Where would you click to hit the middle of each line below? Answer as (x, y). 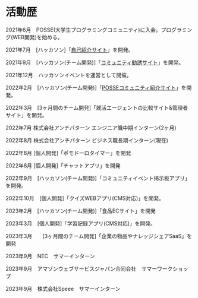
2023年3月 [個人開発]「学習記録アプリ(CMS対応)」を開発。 (81, 223)
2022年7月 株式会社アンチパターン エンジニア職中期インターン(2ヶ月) (91, 128)
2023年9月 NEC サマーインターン (50, 256)
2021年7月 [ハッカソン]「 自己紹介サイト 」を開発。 (70, 50)
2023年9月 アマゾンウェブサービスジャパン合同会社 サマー (81, 268)
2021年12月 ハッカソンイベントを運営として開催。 (69, 75)
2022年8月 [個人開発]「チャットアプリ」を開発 (63, 165)
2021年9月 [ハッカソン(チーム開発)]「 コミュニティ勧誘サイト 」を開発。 (95, 62)
